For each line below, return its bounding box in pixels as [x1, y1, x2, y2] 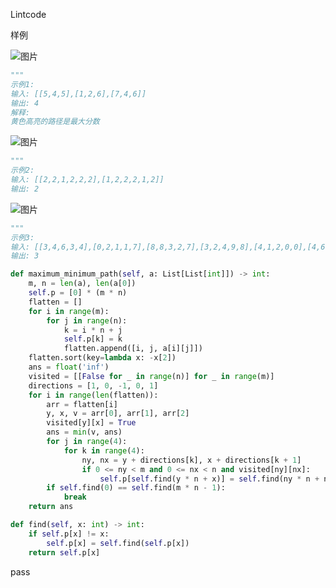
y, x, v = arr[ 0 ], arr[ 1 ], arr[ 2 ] [46, 409, 190, 419]
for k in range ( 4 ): [63, 445, 145, 456]
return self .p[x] [28, 547, 101, 558]
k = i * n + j [63, 325, 123, 335]
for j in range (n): [46, 315, 128, 326]
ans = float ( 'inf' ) [28, 362, 110, 372]
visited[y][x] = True [46, 418, 137, 428]
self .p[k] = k [63, 334, 123, 344]
